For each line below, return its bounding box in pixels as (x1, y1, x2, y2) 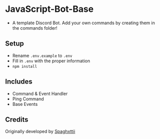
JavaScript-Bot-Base (5, 3, 94, 15)
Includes (5, 78, 33, 86)
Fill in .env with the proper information (12, 58, 90, 64)
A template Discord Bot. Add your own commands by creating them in (12, 20, 155, 26)
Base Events (12, 101, 38, 107)
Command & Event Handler (12, 91, 68, 96)
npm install (12, 64, 37, 69)
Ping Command (12, 95, 44, 102)
